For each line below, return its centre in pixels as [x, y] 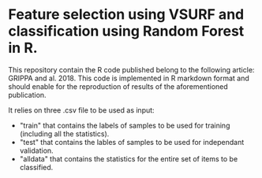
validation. [36, 150]
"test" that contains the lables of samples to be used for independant [132, 142]
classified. [36, 167]
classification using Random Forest [126, 31]
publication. [27, 95]
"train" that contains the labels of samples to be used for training [125, 125]
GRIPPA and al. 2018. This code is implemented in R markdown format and [129, 78]
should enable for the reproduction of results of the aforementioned [118, 86]
